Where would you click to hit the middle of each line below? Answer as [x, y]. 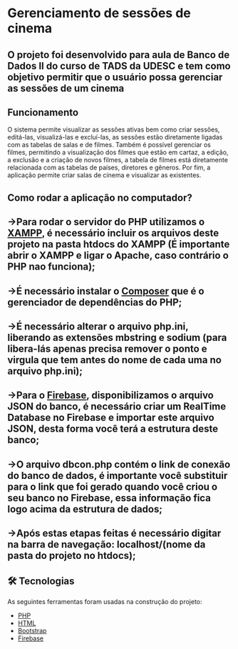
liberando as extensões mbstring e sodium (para [117, 337]
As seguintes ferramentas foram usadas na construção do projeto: [105, 601]
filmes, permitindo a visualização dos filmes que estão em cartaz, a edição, [118, 152]
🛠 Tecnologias [41, 581]
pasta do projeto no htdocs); [72, 556]
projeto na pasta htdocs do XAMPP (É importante [119, 244]
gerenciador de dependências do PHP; [95, 302]
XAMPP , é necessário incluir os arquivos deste [113, 233]
